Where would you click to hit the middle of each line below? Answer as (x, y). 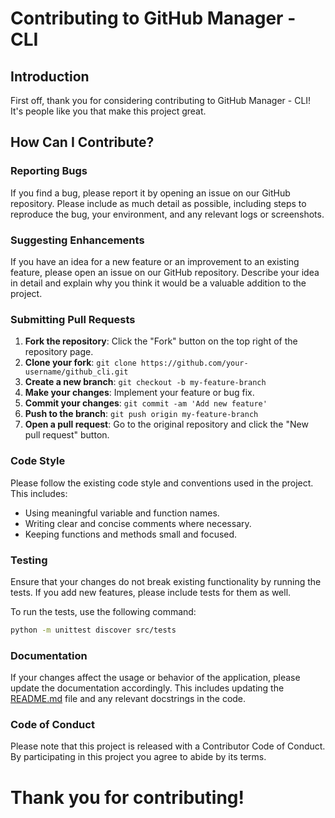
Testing (29, 560)
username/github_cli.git (76, 372)
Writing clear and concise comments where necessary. (138, 523)
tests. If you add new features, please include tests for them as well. (151, 592)
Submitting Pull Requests (73, 319)
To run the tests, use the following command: (103, 611)
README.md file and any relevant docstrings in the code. (128, 699)
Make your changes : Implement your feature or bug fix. (139, 393)
